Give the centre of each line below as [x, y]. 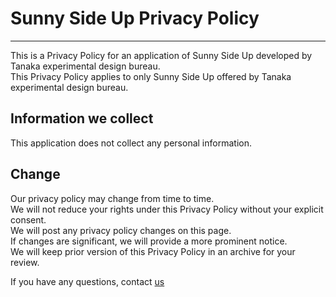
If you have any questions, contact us [87, 281]
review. [25, 262]
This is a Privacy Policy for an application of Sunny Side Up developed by [161, 55]
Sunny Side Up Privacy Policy [135, 18]
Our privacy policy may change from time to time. [112, 198]
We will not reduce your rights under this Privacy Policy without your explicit [167, 209]
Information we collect [82, 118]
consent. [28, 219]
